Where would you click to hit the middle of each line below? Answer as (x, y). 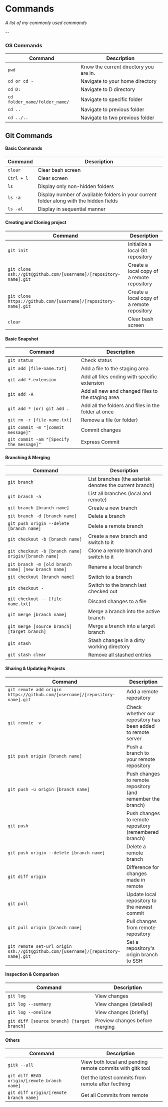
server (134, 738)
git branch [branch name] (38, 508)
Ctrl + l (18, 178)
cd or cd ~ (20, 81)
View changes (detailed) (123, 1004)
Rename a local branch (115, 567)
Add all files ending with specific (119, 377)
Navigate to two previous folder (117, 118)
